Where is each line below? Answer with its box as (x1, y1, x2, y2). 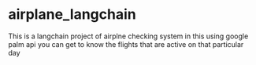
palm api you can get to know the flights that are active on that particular (8, 39, 244, 49)
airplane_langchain (8, 5, 136, 23)
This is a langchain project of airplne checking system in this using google (8, 31, 249, 41)
